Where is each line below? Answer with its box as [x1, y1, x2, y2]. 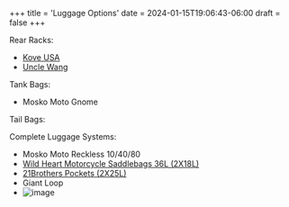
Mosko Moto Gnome [22, 96, 99, 107]
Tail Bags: [9, 114, 46, 124]
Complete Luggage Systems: [9, 131, 117, 142]
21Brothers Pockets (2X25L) [22, 168, 127, 178]
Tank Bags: [9, 79, 51, 89]
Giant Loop [22, 177, 64, 188]
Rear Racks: [9, 35, 54, 45]
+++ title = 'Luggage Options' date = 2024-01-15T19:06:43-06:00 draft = [9, 8, 281, 18]
